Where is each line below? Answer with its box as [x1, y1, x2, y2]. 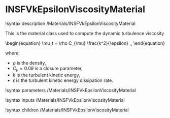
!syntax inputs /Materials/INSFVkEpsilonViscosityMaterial [5, 97, 125, 103]
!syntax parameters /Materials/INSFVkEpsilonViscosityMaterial [5, 87, 136, 93]
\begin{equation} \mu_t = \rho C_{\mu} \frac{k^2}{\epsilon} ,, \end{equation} [5, 40, 165, 46]
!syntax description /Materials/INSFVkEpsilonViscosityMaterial [5, 20, 135, 26]
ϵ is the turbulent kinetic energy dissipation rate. [12, 77, 113, 83]
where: [5, 50, 20, 56]
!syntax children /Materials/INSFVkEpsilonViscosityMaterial [5, 107, 129, 113]
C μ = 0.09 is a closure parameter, [12, 65, 83, 72]
